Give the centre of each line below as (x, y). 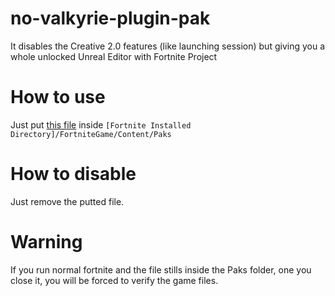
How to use (58, 97)
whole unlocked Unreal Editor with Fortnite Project (114, 56)
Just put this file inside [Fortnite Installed (101, 124)
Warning (46, 242)
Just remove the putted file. (67, 201)
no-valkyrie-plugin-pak (110, 18)
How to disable (73, 174)
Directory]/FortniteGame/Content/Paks (91, 134)
